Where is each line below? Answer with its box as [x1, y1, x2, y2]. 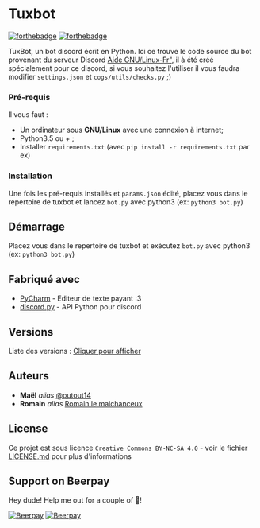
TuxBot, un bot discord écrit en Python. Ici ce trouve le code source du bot [8, 46, 252, 56]
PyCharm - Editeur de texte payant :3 [19, 293, 142, 303]
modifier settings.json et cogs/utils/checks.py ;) [8, 72, 172, 81]
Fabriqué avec [8, 272, 81, 286]
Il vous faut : [8, 110, 49, 119]
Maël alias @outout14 [19, 390, 91, 400]
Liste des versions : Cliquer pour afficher [8, 346, 141, 355]
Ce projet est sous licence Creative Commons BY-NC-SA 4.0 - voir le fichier [8, 443, 248, 452]
